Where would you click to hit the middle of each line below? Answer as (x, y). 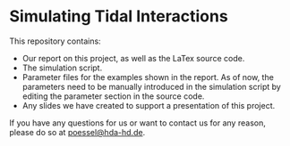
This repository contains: (55, 41)
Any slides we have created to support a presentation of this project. (149, 105)
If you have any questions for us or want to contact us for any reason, (137, 123)
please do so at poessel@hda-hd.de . (77, 132)
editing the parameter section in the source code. (113, 96)
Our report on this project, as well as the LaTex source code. (133, 58)
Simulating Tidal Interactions (119, 16)
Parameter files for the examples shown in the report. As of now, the (148, 77)
